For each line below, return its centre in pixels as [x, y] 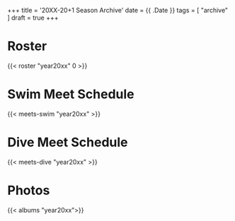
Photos [29, 191]
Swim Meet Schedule [71, 94]
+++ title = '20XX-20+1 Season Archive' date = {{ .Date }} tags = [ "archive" [118, 10]
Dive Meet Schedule [68, 142]
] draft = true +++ [33, 18]
